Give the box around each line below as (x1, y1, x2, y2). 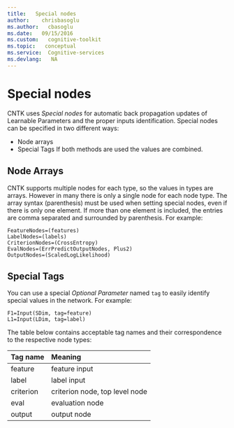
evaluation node (51, 398, 104, 408)
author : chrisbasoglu (7, 17, 80, 24)
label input (51, 376, 86, 385)
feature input (51, 364, 94, 374)
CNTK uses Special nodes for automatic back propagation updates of (7, 109, 207, 117)
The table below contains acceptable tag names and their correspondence (7, 328, 222, 336)
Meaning (51, 352, 82, 362)
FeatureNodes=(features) (7, 227, 80, 234)
